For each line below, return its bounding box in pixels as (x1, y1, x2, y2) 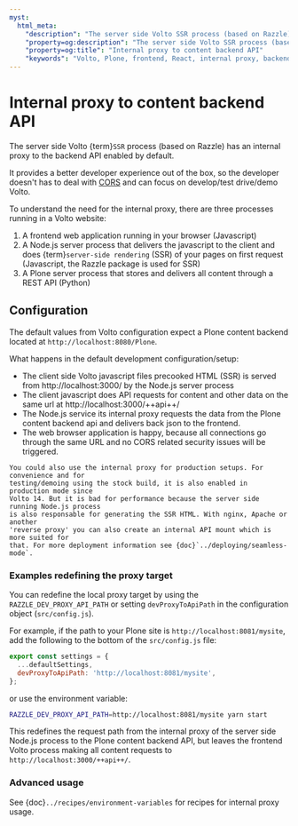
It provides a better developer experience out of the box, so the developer (9, 167, 279, 178)
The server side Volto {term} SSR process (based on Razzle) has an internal (9, 140, 281, 151)
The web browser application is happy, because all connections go (21, 427, 267, 438)
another (9, 517, 38, 527)
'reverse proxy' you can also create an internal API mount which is (9, 525, 272, 534)
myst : (9, 12, 29, 22)
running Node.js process (9, 502, 101, 511)
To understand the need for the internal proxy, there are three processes (9, 203, 274, 214)
